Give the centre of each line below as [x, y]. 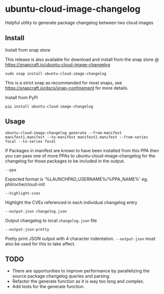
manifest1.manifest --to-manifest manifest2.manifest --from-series [77, 137]
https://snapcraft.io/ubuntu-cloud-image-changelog [58, 64]
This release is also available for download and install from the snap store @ [82, 59]
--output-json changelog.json [36, 211]
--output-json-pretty [27, 229]
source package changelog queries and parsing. [61, 276]
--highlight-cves [23, 193]
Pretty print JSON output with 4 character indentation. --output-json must [80, 239]
